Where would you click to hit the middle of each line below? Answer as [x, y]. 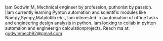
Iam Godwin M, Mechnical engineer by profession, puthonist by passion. [79, 7]
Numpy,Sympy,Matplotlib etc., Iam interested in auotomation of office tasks [81, 18]
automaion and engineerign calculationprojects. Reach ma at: [67, 28]
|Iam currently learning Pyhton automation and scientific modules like [76, 12]
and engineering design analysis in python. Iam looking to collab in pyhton [81, 23]
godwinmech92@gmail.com [34, 33]
